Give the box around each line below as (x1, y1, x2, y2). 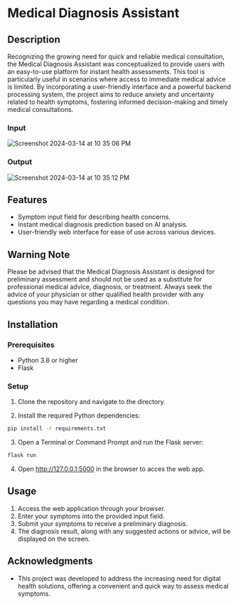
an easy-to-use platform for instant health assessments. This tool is (7, 68, 205, 76)
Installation (7, 319, 58, 331)
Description (7, 33, 60, 46)
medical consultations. (7, 105, 74, 113)
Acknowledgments (7, 555, 94, 567)
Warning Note (7, 248, 70, 261)
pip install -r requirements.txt (7, 425, 107, 433)
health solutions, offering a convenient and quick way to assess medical (17, 581, 229, 590)
